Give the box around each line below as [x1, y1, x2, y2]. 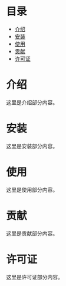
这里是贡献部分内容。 [6, 230, 58, 237]
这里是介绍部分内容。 [6, 98, 58, 106]
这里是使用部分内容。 [6, 186, 58, 193]
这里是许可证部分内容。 [6, 273, 63, 281]
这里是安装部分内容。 [6, 142, 58, 149]
